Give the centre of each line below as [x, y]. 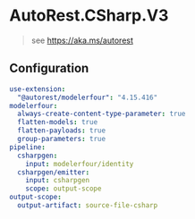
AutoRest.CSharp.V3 [89, 16]
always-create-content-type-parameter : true [102, 114]
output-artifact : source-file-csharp [88, 206]
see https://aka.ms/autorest [82, 40]
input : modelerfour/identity [80, 164]
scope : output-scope [64, 189]
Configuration [49, 68]
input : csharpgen [58, 181]
